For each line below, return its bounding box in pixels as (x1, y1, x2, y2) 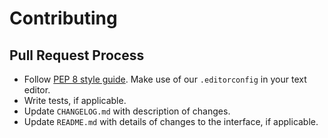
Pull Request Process (9, 47, 145, 64)
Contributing (9, 7, 118, 30)
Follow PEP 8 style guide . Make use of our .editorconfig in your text (23, 73, 307, 85)
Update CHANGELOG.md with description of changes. (23, 105, 231, 117)
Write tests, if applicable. (23, 95, 127, 106)
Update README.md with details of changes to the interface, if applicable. (23, 116, 319, 127)
